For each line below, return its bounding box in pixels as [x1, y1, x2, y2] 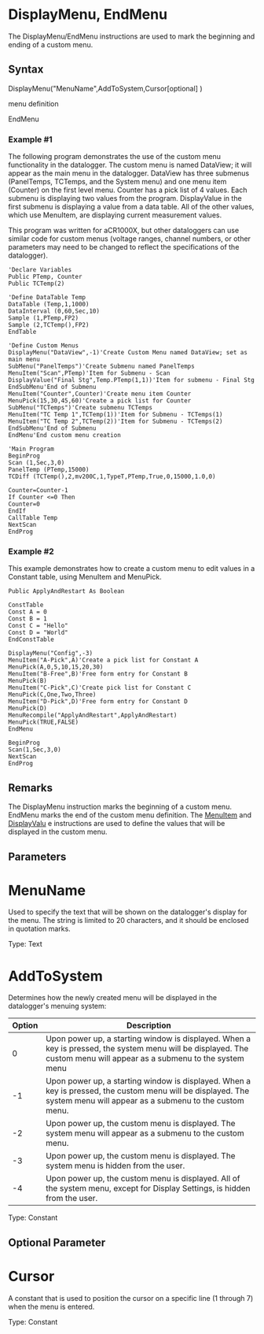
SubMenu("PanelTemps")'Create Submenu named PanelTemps [8, 362, 195, 371]
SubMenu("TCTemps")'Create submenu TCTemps [8, 404, 153, 412]
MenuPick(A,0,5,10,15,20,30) [8, 663, 104, 671]
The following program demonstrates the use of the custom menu [8, 152, 222, 161]
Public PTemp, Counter [8, 273, 82, 281]
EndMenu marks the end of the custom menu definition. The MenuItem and [8, 810, 252, 820]
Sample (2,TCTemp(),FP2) [8, 321, 90, 329]
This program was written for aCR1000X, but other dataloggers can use [8, 226, 240, 235]
